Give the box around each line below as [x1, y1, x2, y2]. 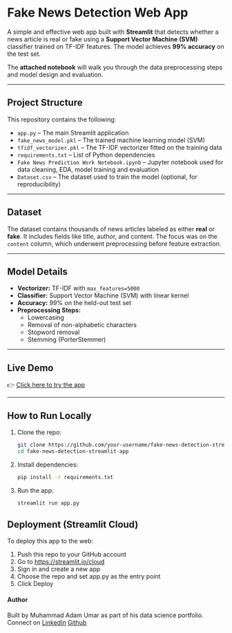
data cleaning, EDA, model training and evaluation [17, 165, 159, 173]
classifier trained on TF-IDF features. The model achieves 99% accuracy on [7, 42, 224, 50]
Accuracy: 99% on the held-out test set [17, 299, 132, 307]
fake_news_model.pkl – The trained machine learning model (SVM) [17, 136, 206, 144]
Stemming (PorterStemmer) [27, 335, 106, 344]
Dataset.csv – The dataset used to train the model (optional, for [17, 173, 198, 181]
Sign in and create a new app [17, 565, 101, 574]
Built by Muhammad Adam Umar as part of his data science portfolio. [7, 611, 204, 619]
